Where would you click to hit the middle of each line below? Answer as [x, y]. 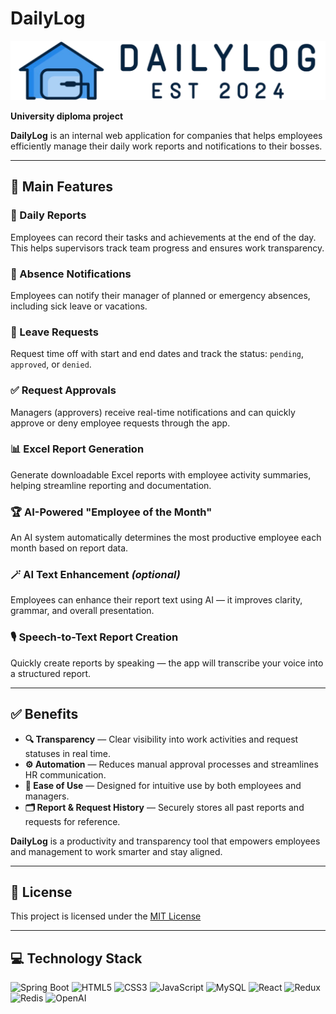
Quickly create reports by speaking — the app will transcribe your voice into [167, 663]
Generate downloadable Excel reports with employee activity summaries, [161, 474]
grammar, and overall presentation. [82, 611]
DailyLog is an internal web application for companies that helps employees [166, 135]
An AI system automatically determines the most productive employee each [166, 538]
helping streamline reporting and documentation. [111, 485]
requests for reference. [72, 821]
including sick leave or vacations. [79, 306]
